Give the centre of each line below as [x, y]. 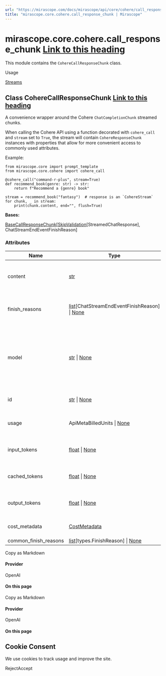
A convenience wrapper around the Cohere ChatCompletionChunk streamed [81, 117]
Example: [15, 158]
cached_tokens [25, 476]
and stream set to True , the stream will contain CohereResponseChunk [73, 138]
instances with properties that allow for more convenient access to [73, 143]
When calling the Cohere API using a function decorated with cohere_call [80, 132]
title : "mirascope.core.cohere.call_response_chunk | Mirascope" [74, 14]
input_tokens [22, 450]
